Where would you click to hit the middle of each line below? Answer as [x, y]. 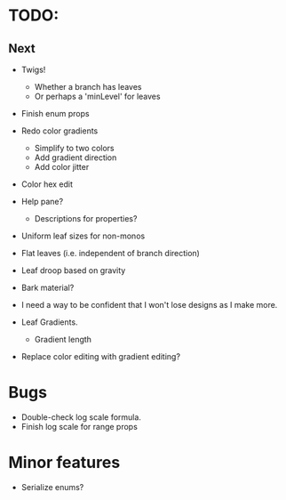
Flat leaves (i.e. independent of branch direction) [111, 253]
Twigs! [33, 69]
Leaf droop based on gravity [73, 270]
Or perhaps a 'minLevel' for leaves [97, 96]
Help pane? [42, 202]
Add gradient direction [75, 157]
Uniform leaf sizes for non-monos [83, 236]
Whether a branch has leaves [88, 87]
